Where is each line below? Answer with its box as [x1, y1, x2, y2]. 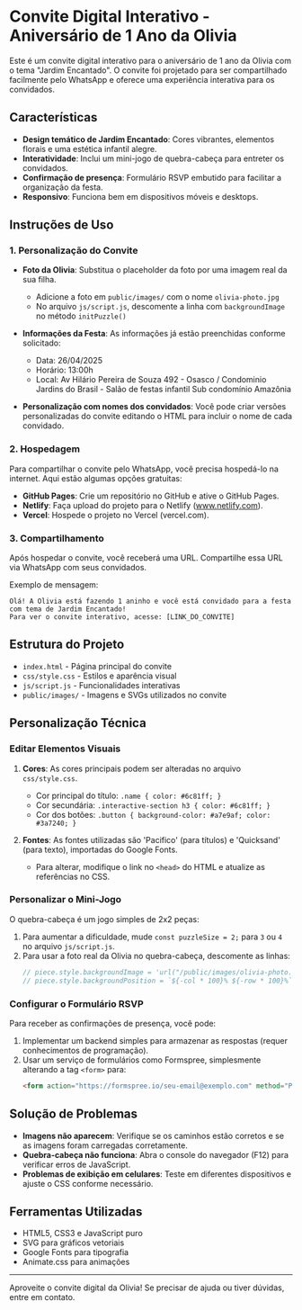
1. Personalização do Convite [9, 245, 138, 257]
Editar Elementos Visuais [9, 742, 121, 755]
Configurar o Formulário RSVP [9, 997, 144, 1009]
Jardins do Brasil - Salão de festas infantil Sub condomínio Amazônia [35, 384, 292, 395]
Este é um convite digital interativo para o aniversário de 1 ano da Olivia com [9, 55, 292, 66]
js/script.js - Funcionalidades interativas [22, 679, 181, 690]
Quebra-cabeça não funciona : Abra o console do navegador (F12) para [22, 1149, 289, 1160]
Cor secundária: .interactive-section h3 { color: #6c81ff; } [35, 799, 271, 811]
